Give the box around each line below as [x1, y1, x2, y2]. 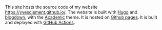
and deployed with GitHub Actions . [5, 19, 75, 25]
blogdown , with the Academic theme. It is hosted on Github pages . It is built [5, 15, 158, 20]
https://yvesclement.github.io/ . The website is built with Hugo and [5, 9, 138, 15]
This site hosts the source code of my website [5, 4, 98, 10]
